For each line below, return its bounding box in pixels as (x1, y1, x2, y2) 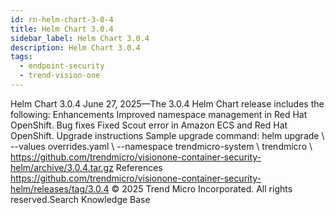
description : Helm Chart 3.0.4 (10, 42, 141, 53)
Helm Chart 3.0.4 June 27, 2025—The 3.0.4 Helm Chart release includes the (10, 97, 325, 110)
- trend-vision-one (19, 71, 101, 81)
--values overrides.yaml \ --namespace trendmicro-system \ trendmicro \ (10, 140, 313, 152)
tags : (10, 52, 33, 62)
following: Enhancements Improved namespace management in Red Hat (10, 108, 308, 120)
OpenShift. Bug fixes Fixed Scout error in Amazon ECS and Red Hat (10, 119, 288, 131)
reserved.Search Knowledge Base (10, 193, 151, 205)
